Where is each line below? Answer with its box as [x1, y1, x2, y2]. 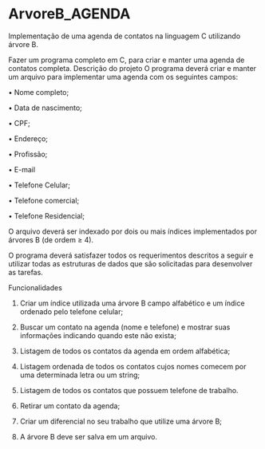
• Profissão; [8, 149, 48, 159]
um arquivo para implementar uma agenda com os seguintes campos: [8, 72, 238, 81]
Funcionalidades [8, 282, 62, 292]
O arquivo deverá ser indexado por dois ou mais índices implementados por [8, 226, 258, 236]
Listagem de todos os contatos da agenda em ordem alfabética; [19, 346, 231, 356]
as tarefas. [8, 267, 44, 277]
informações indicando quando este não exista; [19, 330, 177, 340]
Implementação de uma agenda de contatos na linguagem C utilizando [8, 31, 241, 41]
